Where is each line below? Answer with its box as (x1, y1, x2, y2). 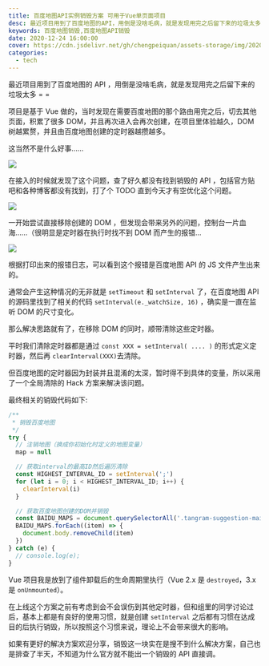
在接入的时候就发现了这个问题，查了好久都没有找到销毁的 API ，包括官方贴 (8, 176, 255, 185)
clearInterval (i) (22, 485, 81, 493)
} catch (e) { (8, 544, 56, 552)
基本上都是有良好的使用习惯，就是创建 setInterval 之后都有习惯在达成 (22, 612, 255, 621)
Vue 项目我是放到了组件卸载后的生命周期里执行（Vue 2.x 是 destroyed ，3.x (8, 575, 256, 584)
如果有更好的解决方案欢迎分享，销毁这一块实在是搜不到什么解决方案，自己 (8, 639, 254, 648)
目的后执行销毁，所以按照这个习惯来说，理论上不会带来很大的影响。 (8, 622, 233, 632)
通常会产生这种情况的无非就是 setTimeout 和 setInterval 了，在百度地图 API (8, 286, 259, 297)
